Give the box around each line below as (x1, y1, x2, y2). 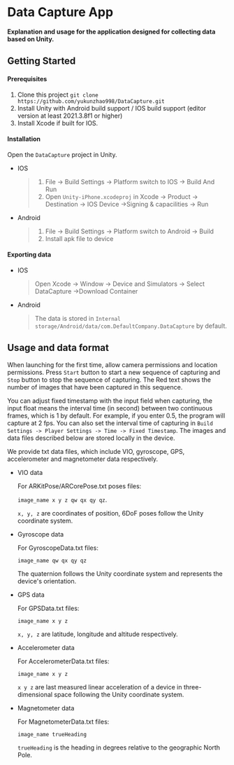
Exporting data (7, 250, 52, 259)
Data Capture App (7, 4, 114, 20)
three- (183, 682, 202, 691)
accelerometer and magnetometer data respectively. (7, 455, 159, 463)
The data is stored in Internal (34, 314, 121, 322)
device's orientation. (17, 577, 77, 585)
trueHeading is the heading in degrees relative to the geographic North (17, 743, 221, 752)
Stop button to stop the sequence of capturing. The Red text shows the (7, 375, 212, 384)
